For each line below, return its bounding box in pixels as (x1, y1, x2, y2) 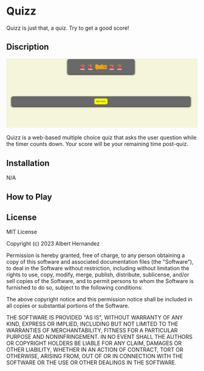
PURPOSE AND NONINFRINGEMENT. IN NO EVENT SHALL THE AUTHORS (6, 333, 193, 341)
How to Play (6, 192, 53, 202)
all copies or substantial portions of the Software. (6, 302, 129, 310)
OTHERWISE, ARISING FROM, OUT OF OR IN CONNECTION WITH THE (6, 353, 183, 360)
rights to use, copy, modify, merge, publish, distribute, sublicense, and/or (6, 271, 189, 278)
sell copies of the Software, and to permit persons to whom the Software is (6, 278, 194, 285)
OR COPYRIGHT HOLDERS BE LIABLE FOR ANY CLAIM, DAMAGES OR (6, 339, 182, 347)
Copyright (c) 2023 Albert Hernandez (6, 240, 100, 247)
